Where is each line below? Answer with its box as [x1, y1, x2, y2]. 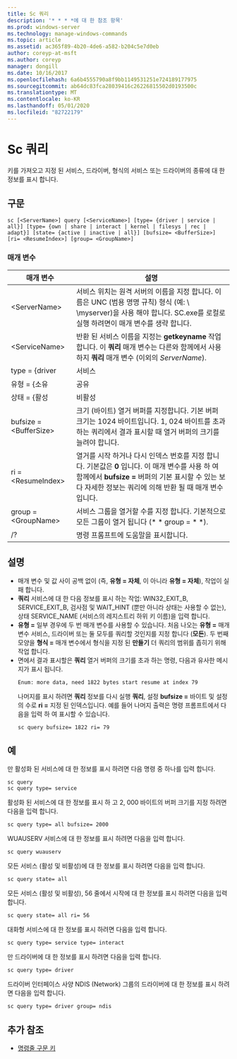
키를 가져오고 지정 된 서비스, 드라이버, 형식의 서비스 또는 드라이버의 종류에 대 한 [7, 166, 226, 174]
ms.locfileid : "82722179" [7, 109, 83, 116]
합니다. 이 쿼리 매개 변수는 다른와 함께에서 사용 [76, 342, 222, 352]
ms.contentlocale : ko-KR [7, 96, 80, 103]
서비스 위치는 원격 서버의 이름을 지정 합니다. [76, 287, 214, 297]
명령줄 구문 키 [17, 1044, 56, 1053]
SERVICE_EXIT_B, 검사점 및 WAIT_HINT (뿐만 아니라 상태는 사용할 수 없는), [17, 603, 226, 611]
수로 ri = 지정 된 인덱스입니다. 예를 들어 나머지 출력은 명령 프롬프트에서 [25, 700, 219, 710]
